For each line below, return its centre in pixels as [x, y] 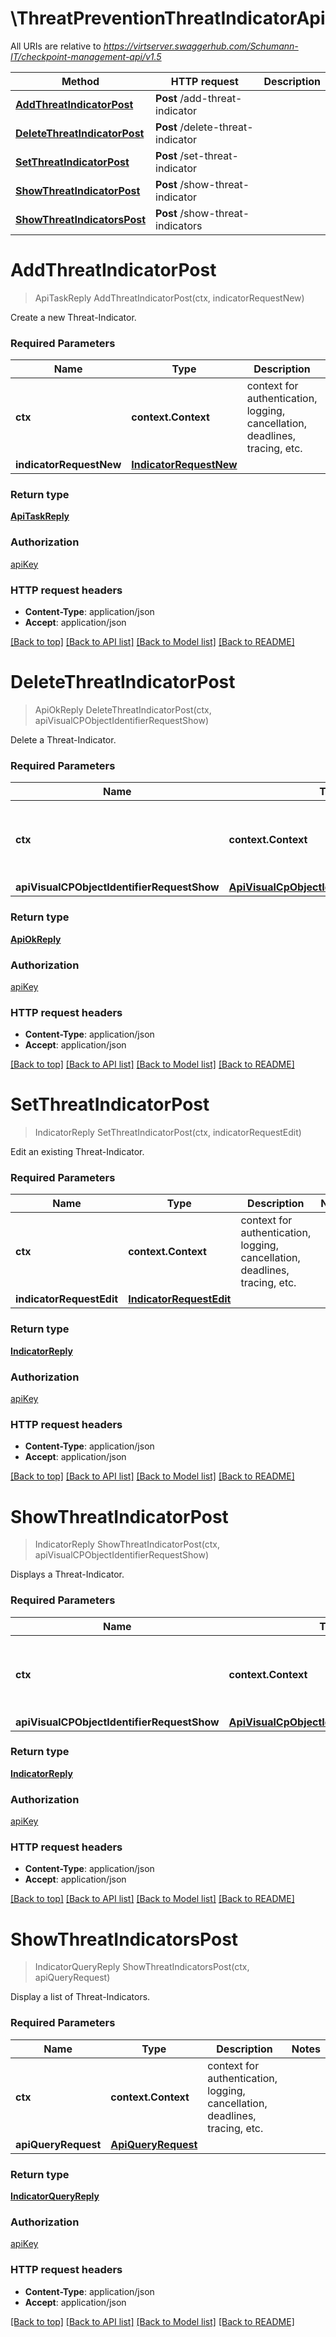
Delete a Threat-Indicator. [63, 740]
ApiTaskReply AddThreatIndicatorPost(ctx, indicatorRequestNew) [169, 298]
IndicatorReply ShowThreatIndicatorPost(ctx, [127, 1544]
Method [80, 81]
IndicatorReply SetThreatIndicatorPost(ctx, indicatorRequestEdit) [168, 1133]
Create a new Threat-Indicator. [73, 317]
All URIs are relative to [56, 46]
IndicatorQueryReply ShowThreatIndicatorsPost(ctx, [142, 1967]
